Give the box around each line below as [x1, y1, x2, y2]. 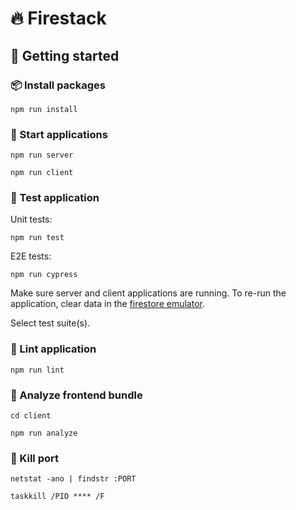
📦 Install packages [10, 78, 106, 92]
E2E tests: [10, 250, 52, 262]
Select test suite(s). [10, 317, 91, 329]
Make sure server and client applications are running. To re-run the [10, 287, 287, 299]
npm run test [10, 233, 65, 243]
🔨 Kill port [10, 451, 59, 465]
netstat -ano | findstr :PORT [10, 474, 137, 484]
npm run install [10, 104, 78, 114]
